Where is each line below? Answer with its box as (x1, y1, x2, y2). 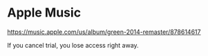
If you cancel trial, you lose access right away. (7, 41, 140, 49)
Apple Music (7, 5, 82, 21)
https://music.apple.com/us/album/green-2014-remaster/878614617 (7, 28, 201, 36)
